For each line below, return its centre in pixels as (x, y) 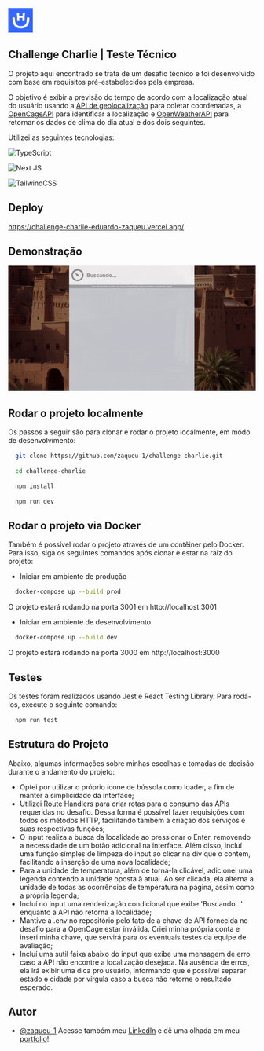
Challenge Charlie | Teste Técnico (92, 55)
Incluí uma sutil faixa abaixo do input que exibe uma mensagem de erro (135, 954)
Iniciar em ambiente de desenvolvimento (85, 622)
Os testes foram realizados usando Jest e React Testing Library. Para (120, 696)
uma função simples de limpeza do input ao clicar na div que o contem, (135, 853)
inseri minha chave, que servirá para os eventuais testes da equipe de (133, 937)
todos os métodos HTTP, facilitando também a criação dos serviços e (132, 820)
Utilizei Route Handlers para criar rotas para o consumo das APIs (125, 804)
